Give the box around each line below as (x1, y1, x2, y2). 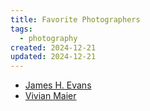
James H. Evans (24, 79, 92, 91)
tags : (10, 24, 33, 34)
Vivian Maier (24, 90, 77, 102)
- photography (19, 33, 78, 43)
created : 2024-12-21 (10, 42, 97, 53)
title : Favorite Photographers (10, 14, 141, 25)
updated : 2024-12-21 (10, 52, 97, 62)
